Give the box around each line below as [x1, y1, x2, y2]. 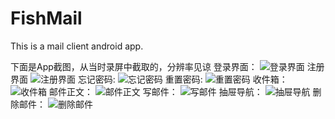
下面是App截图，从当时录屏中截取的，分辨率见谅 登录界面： [10, 60, 258, 72]
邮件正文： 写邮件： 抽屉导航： [48, 85, 263, 97]
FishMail [10, 7, 83, 30]
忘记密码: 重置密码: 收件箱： [77, 73, 288, 85]
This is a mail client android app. [10, 40, 144, 52]
